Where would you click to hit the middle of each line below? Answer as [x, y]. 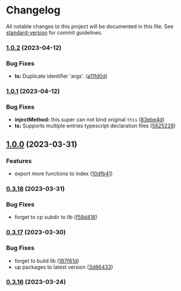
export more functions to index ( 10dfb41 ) [63, 174]
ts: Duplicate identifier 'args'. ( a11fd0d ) [61, 76]
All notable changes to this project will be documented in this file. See [90, 26]
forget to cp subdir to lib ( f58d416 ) [56, 217]
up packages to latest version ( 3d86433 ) [64, 267]
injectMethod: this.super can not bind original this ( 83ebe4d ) [89, 120]
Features [19, 161]
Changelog [33, 10]
